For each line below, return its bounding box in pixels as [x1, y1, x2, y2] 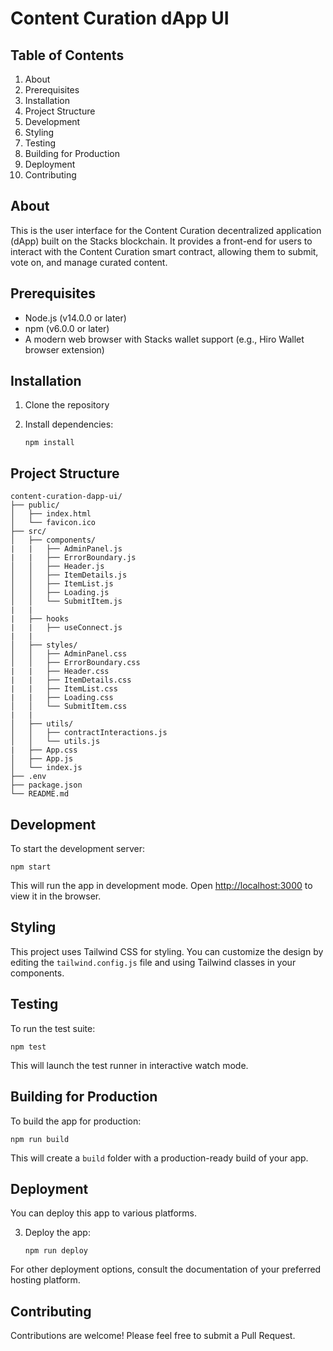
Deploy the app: [24, 1227, 91, 1239]
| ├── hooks [10, 614, 70, 624]
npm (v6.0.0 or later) [24, 322, 110, 334]
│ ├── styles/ [10, 640, 78, 651]
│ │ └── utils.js [10, 737, 101, 747]
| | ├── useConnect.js [10, 623, 123, 633]
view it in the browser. [10, 890, 102, 902]
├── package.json [10, 780, 83, 791]
